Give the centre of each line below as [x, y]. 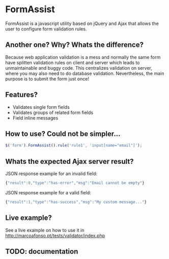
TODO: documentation [42, 252]
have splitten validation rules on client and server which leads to [73, 63]
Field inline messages [35, 118]
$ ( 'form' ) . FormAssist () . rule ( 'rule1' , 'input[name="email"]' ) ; [74, 146]
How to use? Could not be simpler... [63, 134]
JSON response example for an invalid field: [51, 174]
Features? [22, 95]
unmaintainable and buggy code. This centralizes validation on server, [79, 68]
